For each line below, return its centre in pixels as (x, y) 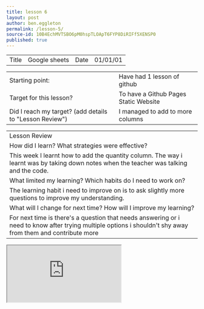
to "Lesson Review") (39, 119)
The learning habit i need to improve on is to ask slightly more (97, 190)
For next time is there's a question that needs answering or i (95, 218)
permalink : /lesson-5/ (35, 29)
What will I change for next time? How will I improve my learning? (102, 208)
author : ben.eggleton (34, 23)
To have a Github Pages (152, 94)
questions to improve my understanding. (67, 198)
